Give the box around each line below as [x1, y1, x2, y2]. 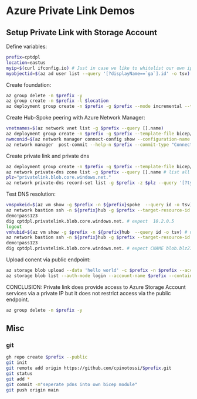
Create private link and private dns [6, 152, 90, 159]
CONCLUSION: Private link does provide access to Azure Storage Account [6, 283, 186, 291]
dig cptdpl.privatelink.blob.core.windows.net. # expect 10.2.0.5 [6, 218, 175, 224]
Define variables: [6, 43, 47, 50]
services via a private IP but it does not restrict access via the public [6, 289, 171, 296]
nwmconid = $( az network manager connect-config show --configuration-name [6, 136, 191, 142]
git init [6, 360, 28, 366]
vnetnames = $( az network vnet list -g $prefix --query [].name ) [6, 125, 164, 131]
